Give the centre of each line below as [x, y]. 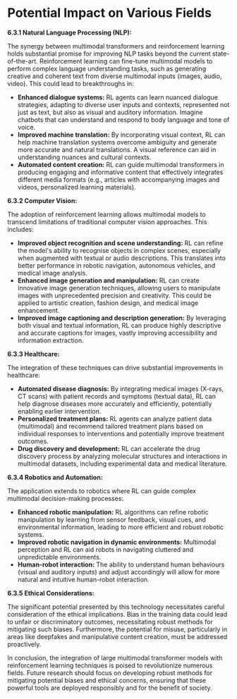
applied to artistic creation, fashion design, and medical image [108, 303]
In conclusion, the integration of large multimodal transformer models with [115, 657]
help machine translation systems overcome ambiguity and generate [117, 142]
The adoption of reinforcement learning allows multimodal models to [107, 214]
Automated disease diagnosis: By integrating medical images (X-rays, [121, 388]
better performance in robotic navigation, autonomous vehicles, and [116, 265]
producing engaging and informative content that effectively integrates [120, 172]
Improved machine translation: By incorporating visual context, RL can [121, 135]
